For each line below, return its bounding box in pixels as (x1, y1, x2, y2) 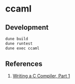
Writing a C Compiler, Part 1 (12, 73, 70, 79)
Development (5, 23, 49, 32)
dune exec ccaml (5, 46, 40, 51)
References (5, 60, 43, 68)
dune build (5, 36, 28, 41)
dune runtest (5, 41, 33, 46)
